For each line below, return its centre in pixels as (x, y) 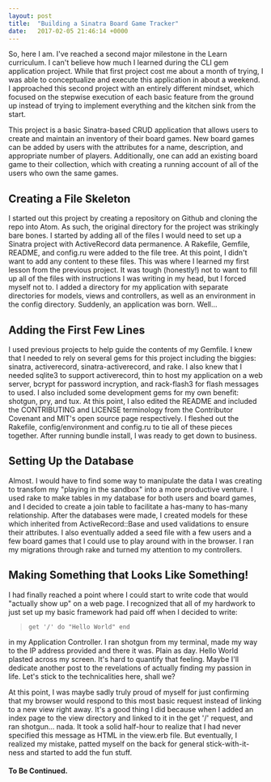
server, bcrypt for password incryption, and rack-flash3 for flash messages (133, 384)
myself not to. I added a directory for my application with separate (119, 287)
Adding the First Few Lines (77, 330)
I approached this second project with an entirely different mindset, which (131, 88)
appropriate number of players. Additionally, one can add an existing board (133, 156)
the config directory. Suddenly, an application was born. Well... (113, 304)
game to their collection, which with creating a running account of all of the (133, 165)
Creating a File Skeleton (70, 198)
